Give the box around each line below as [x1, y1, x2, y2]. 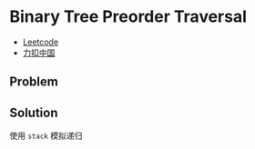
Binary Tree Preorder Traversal [9, 6, 248, 27]
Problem [9, 74, 59, 90]
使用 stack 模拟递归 [9, 130, 83, 142]
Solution [9, 104, 58, 120]
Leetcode [22, 36, 59, 47]
